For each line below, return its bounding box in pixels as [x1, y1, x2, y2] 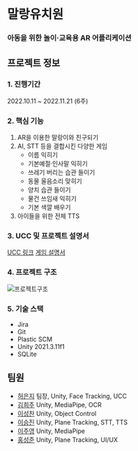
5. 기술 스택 [7, 303, 44, 313]
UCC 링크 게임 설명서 [7, 248, 66, 257]
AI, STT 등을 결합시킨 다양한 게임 [17, 142, 108, 150]
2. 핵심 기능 [7, 116, 44, 126]
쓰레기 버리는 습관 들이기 [27, 169, 95, 177]
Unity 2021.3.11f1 [17, 342, 65, 350]
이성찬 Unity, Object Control [17, 409, 97, 417]
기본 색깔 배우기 [27, 203, 71, 212]
